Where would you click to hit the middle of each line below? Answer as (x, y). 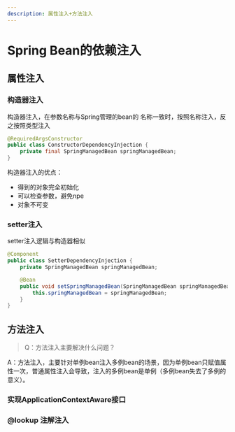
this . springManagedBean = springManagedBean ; (100, 293)
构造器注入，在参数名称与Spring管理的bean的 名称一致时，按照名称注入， (114, 117)
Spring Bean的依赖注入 (74, 50)
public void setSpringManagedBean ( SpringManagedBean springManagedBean (126, 286)
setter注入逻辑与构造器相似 (47, 241)
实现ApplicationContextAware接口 (66, 400)
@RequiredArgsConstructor (45, 138)
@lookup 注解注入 (38, 420)
